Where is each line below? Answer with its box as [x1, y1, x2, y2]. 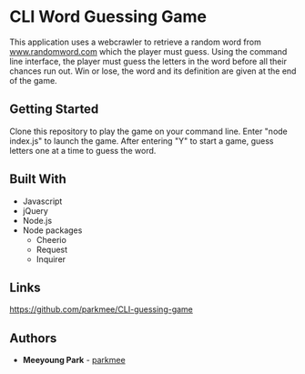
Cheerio [36, 234, 66, 245]
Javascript [22, 196, 63, 207]
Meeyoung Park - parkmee [22, 355, 126, 366]
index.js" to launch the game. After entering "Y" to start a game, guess [9, 135, 275, 147]
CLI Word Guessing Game [9, 6, 208, 27]
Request [36, 244, 68, 255]
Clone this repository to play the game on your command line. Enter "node [9, 126, 289, 136]
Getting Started [9, 102, 99, 117]
